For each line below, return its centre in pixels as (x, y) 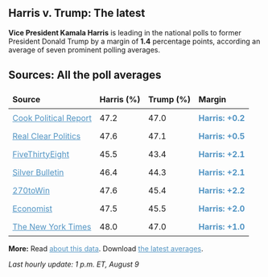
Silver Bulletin (38, 172)
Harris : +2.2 (222, 190)
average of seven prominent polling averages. (85, 50)
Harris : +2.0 (222, 209)
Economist (32, 209)
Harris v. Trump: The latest (77, 13)
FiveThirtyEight (41, 154)
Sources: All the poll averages (85, 75)
